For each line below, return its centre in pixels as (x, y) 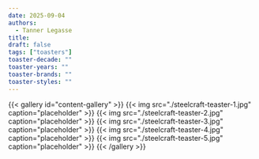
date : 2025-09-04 (37, 15)
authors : (23, 23)
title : (19, 38)
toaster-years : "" (38, 67)
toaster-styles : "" (40, 81)
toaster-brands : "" (40, 74)
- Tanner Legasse (44, 30)
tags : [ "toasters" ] (40, 52)
